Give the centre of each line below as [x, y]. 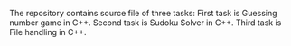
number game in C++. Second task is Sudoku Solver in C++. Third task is [145, 23]
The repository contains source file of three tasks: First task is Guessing [143, 13]
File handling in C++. [48, 32]
